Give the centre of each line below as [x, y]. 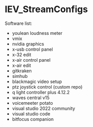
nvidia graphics [28, 44]
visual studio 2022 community [43, 108]
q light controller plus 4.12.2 [41, 92]
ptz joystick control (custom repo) [47, 87]
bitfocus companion [33, 119]
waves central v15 [31, 98]
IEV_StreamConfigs [46, 9]
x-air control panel [31, 60]
